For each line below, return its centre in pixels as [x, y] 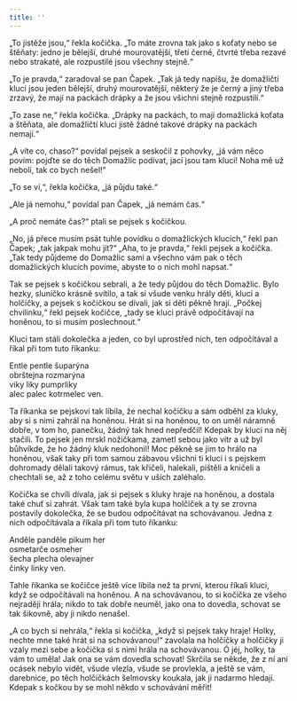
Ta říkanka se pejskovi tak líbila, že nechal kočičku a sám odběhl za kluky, [144, 411]
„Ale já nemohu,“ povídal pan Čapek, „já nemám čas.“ [107, 204]
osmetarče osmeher [46, 549]
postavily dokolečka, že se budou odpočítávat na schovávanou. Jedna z [141, 513]
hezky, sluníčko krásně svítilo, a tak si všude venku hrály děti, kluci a [134, 293]
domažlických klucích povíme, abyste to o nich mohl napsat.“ [121, 266]
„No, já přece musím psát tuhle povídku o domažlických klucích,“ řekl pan [144, 238]
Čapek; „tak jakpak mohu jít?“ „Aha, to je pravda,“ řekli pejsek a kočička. [141, 248]
